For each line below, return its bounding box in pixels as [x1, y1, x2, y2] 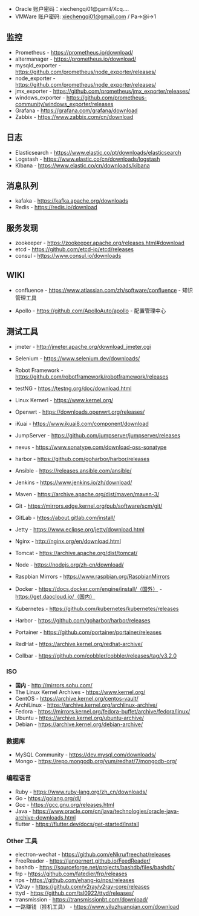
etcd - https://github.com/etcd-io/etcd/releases [15, 246, 134, 253]
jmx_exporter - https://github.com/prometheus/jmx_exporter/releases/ [15, 87, 191, 95]
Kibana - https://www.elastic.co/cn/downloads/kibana [15, 161, 150, 169]
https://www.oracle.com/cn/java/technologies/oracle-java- [32, 807, 180, 815]
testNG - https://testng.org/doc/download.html [15, 385, 132, 392]
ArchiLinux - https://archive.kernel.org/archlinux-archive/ [15, 701, 158, 709]
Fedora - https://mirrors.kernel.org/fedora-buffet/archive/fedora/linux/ [15, 708, 191, 715]
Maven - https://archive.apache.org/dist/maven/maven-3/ [15, 490, 160, 497]
